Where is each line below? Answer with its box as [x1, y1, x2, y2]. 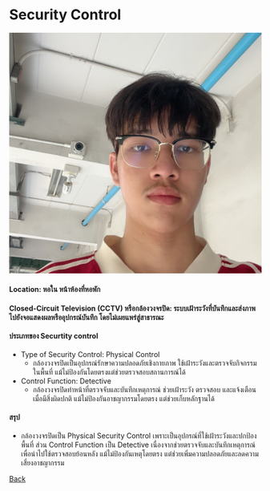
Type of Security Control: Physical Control [20, 349, 160, 359]
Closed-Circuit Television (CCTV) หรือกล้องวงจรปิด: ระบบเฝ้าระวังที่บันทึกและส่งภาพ [9, 303, 256, 313]
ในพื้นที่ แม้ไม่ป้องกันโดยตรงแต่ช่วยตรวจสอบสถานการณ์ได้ [32, 367, 187, 376]
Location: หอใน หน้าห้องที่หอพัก [9, 284, 101, 294]
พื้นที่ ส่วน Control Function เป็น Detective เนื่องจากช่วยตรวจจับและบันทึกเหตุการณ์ [20, 440, 256, 449]
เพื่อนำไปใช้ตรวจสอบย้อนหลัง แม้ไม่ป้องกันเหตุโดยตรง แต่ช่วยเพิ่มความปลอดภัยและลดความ [20, 448, 259, 458]
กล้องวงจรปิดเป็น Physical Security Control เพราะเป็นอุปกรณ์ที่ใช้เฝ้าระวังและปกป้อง [20, 431, 257, 440]
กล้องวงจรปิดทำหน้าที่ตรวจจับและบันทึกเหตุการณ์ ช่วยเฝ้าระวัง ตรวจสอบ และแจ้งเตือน [32, 384, 256, 394]
